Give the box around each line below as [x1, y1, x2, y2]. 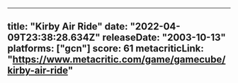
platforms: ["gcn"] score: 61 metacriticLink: [7, 43, 204, 55]
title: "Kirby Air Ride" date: [7, 20, 128, 32]
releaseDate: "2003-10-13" [102, 32, 227, 44]
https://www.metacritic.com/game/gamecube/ [12, 53, 226, 65]
